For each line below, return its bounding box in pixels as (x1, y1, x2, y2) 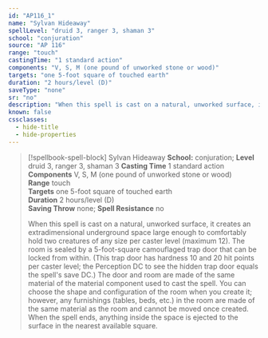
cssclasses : (8, 116, 48, 124)
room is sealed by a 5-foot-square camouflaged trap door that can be (27, 245, 257, 254)
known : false (8, 109, 52, 117)
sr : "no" (8, 93, 37, 101)
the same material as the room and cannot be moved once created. (27, 304, 249, 313)
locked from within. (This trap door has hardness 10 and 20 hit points (27, 253, 255, 262)
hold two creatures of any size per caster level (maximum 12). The (27, 236, 246, 245)
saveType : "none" (8, 85, 66, 94)
